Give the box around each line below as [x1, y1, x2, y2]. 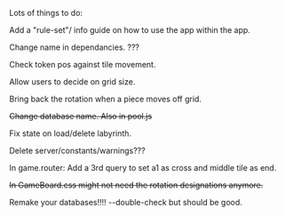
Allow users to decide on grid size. [9, 76, 136, 87]
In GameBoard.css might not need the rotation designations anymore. [9, 180, 264, 190]
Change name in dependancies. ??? [9, 42, 140, 52]
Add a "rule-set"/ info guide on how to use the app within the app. [9, 25, 251, 35]
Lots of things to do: [9, 8, 83, 18]
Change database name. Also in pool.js [9, 111, 153, 121]
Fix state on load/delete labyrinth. [9, 128, 131, 139]
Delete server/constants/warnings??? [9, 146, 146, 156]
